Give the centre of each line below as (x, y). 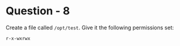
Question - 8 (38, 11)
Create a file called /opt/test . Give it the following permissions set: (90, 27)
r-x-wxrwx (18, 38)
